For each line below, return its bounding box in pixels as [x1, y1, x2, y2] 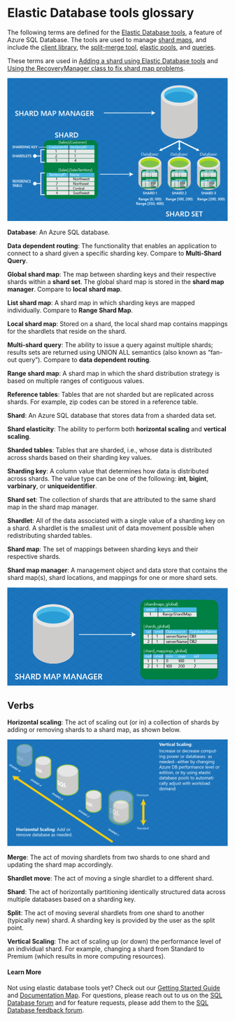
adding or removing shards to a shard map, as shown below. [7, 726, 181, 734]
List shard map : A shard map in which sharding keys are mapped [7, 299, 195, 307]
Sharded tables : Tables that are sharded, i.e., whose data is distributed [7, 446, 212, 454]
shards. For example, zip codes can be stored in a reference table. [7, 398, 199, 406]
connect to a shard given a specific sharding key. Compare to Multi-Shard [7, 249, 222, 257]
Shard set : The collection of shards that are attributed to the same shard [7, 496, 216, 504]
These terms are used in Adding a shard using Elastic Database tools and [7, 56, 218, 65]
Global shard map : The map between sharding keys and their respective [7, 270, 217, 278]
